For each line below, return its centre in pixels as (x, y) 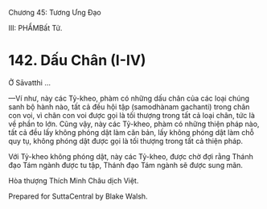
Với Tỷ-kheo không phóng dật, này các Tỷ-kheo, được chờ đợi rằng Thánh (131, 156)
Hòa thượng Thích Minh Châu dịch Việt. (74, 180)
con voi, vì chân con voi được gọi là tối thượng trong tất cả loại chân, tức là (132, 115)
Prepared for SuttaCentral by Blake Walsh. (78, 196)
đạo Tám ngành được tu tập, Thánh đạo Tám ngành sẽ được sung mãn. (126, 165)
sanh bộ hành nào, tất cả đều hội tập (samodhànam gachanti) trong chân (129, 107)
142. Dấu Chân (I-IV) (77, 61)
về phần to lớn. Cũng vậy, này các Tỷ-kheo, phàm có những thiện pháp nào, (134, 124)
